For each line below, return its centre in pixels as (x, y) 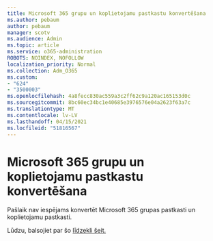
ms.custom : (23, 77)
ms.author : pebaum (33, 20)
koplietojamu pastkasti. (40, 217)
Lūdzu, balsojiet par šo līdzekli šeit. (57, 231)
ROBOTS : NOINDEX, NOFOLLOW (45, 58)
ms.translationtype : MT (41, 109)
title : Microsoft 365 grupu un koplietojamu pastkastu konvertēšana (106, 13)
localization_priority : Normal (52, 64)
